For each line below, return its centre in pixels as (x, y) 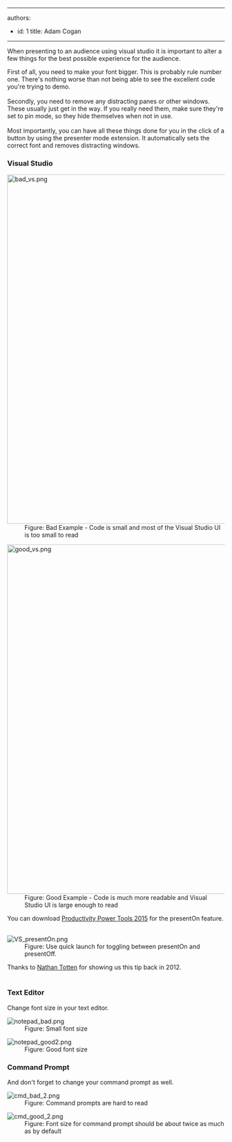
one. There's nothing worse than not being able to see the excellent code (111, 79)
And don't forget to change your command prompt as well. (90, 1082)
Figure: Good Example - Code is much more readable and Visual (116, 898)
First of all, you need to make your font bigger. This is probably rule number (115, 72)
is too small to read (51, 535)
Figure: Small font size (56, 1029)
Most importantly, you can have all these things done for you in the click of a (116, 131)
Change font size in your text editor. (58, 1008)
